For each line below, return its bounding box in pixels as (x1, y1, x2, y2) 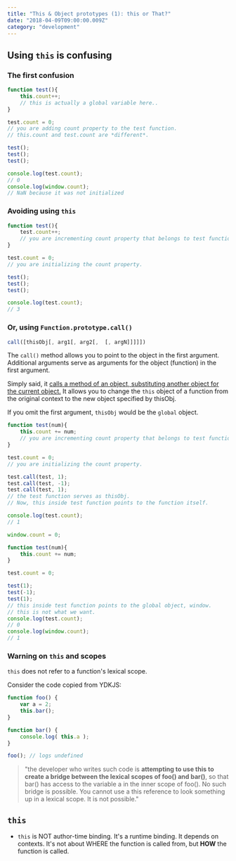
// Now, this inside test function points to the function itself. (7, 499, 209, 506)
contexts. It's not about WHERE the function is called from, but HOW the (17, 840, 227, 848)
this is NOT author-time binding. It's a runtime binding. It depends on (17, 832, 219, 841)
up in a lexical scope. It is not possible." (24, 795, 139, 803)
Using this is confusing (7, 49, 112, 61)
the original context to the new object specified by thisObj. (7, 395, 177, 403)
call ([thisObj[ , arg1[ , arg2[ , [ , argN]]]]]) (7, 339, 146, 346)
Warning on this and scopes (7, 651, 107, 661)
